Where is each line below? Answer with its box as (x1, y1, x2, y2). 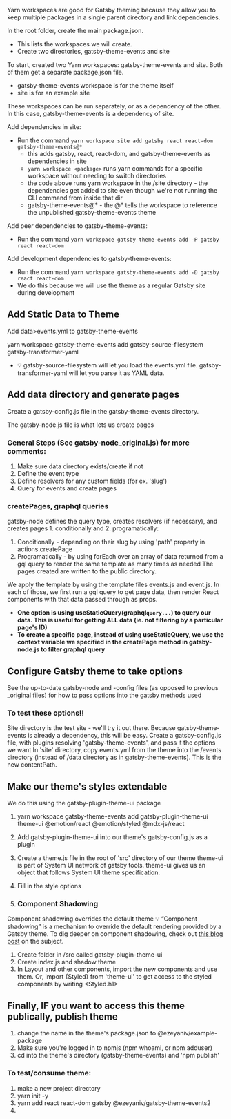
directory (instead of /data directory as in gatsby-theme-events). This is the (7, 753, 222, 762)
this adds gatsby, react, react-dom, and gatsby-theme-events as (27, 150, 211, 157)
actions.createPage (17, 545, 73, 553)
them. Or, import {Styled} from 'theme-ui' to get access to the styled (17, 973, 212, 981)
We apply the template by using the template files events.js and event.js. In (7, 580, 219, 589)
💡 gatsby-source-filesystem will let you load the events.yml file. (17, 361, 198, 369)
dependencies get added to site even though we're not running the (27, 186, 218, 194)
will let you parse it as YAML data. (68, 369, 165, 377)
